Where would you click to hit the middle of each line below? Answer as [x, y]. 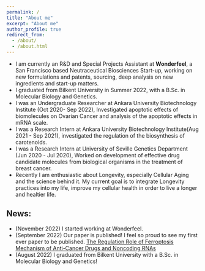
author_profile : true [34, 29]
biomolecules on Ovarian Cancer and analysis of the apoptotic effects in [106, 116]
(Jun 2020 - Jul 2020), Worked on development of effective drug [97, 155]
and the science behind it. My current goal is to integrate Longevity [100, 181]
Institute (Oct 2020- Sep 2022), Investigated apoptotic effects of [97, 109]
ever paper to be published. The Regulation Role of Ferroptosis [94, 242]
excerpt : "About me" [33, 23]
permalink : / [23, 12]
